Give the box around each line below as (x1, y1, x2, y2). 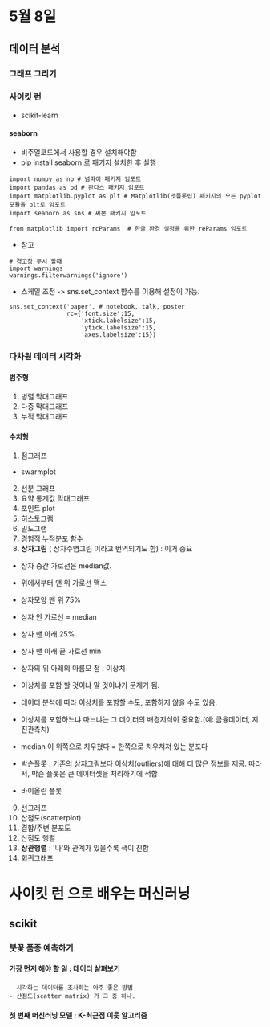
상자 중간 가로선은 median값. (20, 561, 112, 571)
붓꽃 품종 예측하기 (9, 942, 75, 953)
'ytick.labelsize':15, (80, 324, 157, 332)
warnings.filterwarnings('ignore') (9, 272, 128, 280)
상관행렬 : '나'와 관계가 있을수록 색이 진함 (20, 843, 149, 853)
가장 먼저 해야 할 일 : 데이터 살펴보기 (9, 964, 121, 973)
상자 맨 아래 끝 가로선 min (20, 646, 102, 656)
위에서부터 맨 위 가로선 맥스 (20, 578, 107, 587)
